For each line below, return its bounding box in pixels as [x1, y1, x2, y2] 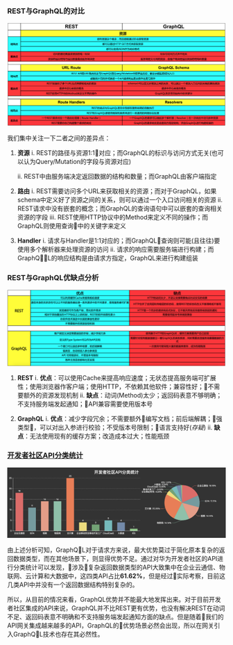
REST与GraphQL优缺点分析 [7, 272, 99, 282]
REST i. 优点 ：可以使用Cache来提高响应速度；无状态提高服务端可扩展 [17, 373, 216, 382]
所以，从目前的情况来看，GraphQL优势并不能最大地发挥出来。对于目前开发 [7, 595, 222, 603]
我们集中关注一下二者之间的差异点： [7, 134, 111, 142]
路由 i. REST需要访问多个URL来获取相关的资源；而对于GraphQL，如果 [17, 187, 217, 195]
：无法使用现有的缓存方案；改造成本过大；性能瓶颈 [23, 432, 170, 440]
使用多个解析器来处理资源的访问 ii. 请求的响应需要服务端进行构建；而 [17, 245, 214, 254]
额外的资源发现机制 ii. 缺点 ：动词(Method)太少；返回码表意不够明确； [23, 391, 223, 399]
